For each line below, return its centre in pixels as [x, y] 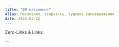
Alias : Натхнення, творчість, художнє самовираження [60, 14]
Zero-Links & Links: [25, 32]
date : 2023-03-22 [23, 18]
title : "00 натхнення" [28, 9]
